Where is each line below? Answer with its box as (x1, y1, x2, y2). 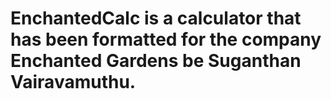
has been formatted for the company (10, 28, 322, 51)
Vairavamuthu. (10, 71, 137, 94)
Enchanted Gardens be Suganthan (10, 50, 302, 72)
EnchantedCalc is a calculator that (10, 7, 302, 30)
